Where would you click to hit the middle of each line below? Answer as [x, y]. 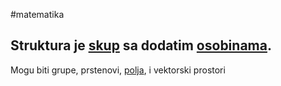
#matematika [37, 14]
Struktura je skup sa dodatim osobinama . [141, 45]
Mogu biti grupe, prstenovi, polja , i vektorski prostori [118, 70]
